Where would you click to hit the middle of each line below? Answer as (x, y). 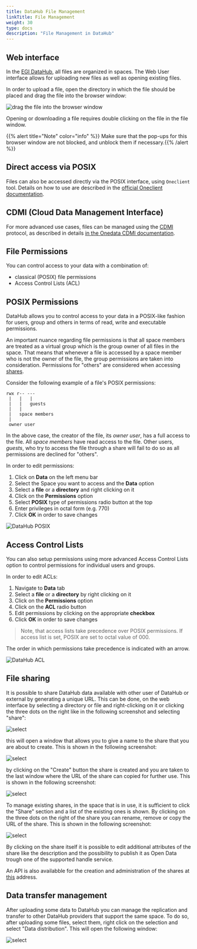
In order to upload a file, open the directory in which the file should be (91, 89)
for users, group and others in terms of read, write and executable (86, 323)
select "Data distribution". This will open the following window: (82, 928)
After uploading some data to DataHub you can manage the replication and (97, 909)
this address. (22, 877)
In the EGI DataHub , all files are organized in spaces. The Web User (88, 71)
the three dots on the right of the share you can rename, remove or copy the (98, 817)
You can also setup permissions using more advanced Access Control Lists (97, 559)
